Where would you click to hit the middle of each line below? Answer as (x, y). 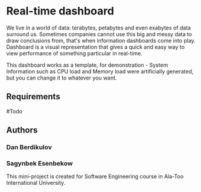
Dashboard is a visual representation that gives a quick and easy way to (96, 47)
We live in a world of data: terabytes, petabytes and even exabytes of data (99, 28)
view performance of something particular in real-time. (75, 53)
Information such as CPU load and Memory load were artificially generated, (100, 71)
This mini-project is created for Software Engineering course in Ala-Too (95, 176)
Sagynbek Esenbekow (40, 163)
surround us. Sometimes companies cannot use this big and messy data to (99, 34)
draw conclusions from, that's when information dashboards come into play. (101, 40)
